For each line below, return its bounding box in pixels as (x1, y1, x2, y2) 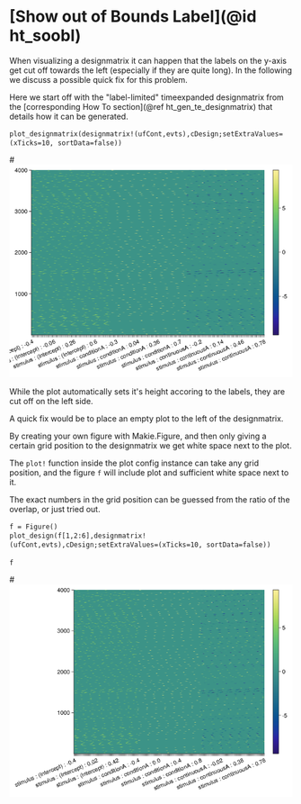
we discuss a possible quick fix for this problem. (9, 74, 189, 85)
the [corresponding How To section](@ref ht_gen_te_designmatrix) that (9, 101, 273, 112)
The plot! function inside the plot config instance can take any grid (9, 457, 259, 468)
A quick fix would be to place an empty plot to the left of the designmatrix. (9, 412, 284, 424)
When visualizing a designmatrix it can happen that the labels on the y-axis (9, 55, 288, 66)
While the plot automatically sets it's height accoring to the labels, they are (9, 385, 286, 397)
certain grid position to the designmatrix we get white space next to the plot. (9, 439, 292, 451)
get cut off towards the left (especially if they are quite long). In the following (9, 65, 293, 76)
